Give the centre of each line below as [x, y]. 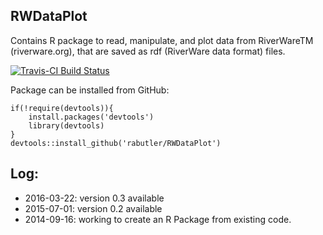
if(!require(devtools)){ [62, 108]
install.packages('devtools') [91, 117]
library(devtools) [66, 125]
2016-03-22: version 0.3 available [94, 198]
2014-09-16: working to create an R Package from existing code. [158, 219]
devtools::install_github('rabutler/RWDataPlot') [116, 143]
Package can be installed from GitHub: [90, 90]
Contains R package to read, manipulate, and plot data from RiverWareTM [162, 40]
